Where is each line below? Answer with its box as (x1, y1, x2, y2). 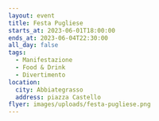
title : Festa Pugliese (8, 19, 83, 27)
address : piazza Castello (15, 93, 102, 101)
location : (8, 78, 41, 86)
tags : (8, 49, 26, 57)
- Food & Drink (15, 64, 66, 72)
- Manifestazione (15, 57, 73, 64)
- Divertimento (15, 71, 66, 79)
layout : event (8, 11, 56, 20)
